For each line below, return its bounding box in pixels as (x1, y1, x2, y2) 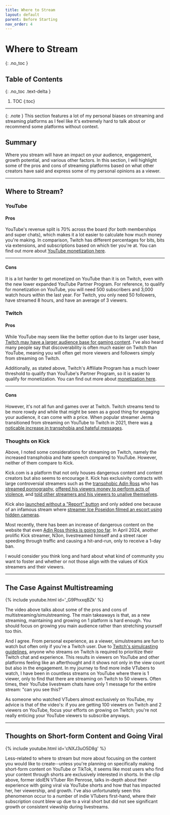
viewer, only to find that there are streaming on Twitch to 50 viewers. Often (5, 676, 161, 682)
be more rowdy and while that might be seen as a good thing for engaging (5, 409, 160, 415)
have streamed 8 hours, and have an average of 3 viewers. (5, 297, 128, 303)
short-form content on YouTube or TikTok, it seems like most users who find (5, 766, 164, 772)
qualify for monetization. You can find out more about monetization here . (5, 376, 157, 382)
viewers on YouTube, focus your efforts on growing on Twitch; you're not (5, 707, 157, 713)
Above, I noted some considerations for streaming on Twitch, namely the (5, 449, 157, 455)
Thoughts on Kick (5, 437, 50, 444)
